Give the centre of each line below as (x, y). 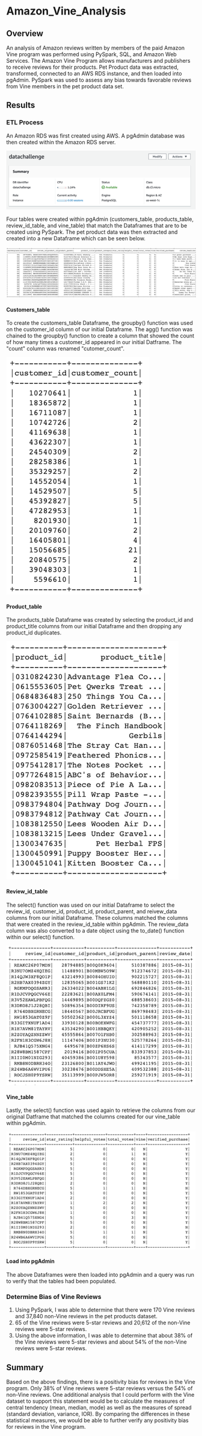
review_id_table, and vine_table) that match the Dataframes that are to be (97, 225)
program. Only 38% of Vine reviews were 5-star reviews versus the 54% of (99, 1388)
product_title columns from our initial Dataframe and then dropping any (94, 627)
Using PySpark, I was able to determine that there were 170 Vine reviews (105, 1310)
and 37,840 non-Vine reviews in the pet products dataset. (86, 1316)
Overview (25, 34)
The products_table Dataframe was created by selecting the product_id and (100, 620)
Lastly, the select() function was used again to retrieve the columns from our (101, 1110)
